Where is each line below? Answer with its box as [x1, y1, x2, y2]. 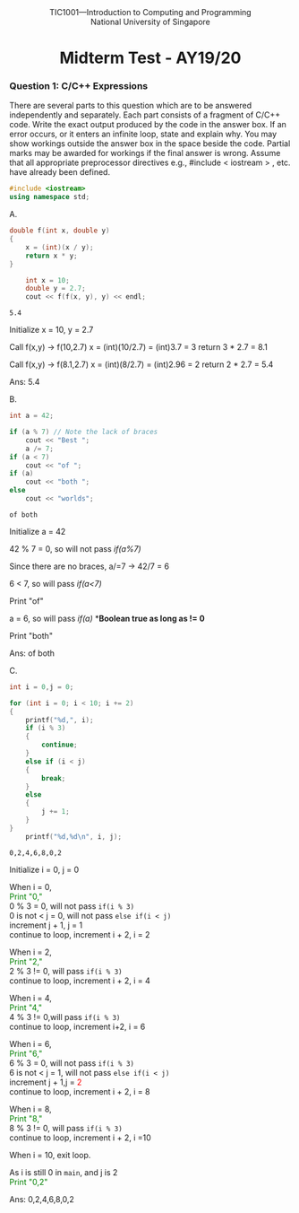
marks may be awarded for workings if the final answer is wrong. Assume [9, 148, 281, 159]
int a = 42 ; [9, 411, 54, 421]
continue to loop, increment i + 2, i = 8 [9, 1086, 150, 1096]
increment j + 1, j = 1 [9, 920, 83, 930]
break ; [41, 773, 66, 782]
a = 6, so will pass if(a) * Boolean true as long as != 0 [9, 613, 205, 624]
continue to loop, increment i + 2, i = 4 [9, 975, 150, 986]
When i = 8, [9, 1104, 52, 1114]
